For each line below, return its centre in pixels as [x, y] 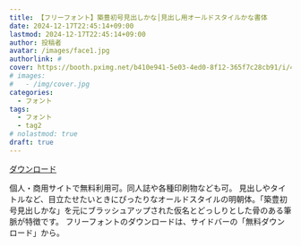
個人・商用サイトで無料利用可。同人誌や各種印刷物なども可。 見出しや [140, 188]
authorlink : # [36, 59]
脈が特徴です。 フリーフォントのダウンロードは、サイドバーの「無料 [135, 221]
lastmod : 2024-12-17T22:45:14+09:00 [77, 34]
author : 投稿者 [35, 42]
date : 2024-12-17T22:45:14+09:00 [72, 26]
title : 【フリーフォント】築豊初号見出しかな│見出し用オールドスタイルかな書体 [138, 17]
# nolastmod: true [43, 134]
